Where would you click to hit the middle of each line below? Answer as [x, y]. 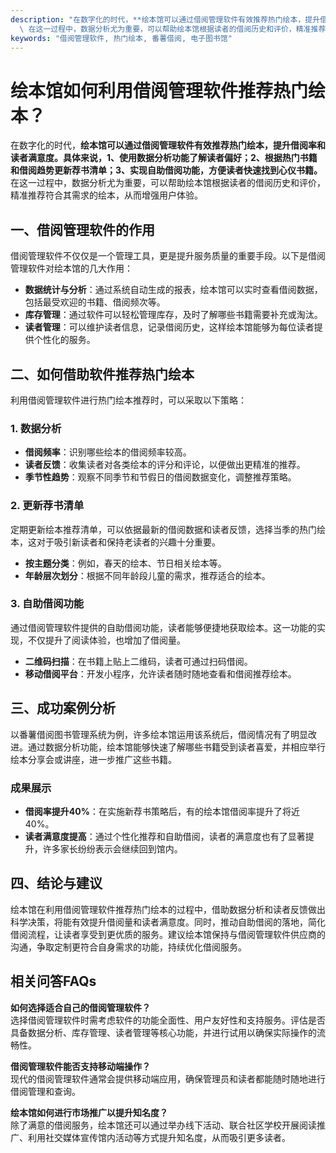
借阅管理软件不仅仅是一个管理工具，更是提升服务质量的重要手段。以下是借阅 [168, 256]
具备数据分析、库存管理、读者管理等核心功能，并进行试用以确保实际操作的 [163, 1032]
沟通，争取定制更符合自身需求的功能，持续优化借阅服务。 [128, 947]
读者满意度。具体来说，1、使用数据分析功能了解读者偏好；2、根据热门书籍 [164, 158]
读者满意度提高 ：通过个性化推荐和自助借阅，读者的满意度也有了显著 [165, 836]
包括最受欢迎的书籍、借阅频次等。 [95, 302]
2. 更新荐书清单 [47, 506]
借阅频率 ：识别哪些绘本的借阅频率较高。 [108, 452]
